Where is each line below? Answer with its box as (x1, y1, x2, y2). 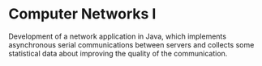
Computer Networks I (8, 5, 157, 23)
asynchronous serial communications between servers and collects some (8, 39, 255, 49)
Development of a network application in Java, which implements (8, 31, 227, 41)
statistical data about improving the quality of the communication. (8, 48, 228, 58)
